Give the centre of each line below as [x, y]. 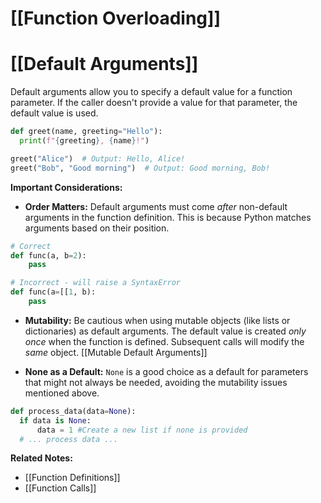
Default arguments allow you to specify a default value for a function [151, 92]
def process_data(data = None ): [73, 411]
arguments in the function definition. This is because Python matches [168, 217]
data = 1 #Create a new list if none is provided [142, 430]
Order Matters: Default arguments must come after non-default [156, 206]
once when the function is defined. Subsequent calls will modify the [164, 341]
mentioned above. [62, 393]
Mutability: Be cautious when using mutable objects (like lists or [157, 320]
